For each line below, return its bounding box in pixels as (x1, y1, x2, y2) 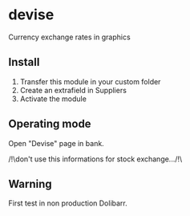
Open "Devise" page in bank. (8, 138, 104, 148)
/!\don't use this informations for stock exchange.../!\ (8, 154, 183, 164)
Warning (8, 177, 52, 190)
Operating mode (8, 117, 91, 131)
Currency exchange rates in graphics (8, 32, 131, 42)
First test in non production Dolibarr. (8, 198, 128, 208)
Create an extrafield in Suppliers (19, 85, 127, 95)
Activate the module (19, 94, 87, 104)
